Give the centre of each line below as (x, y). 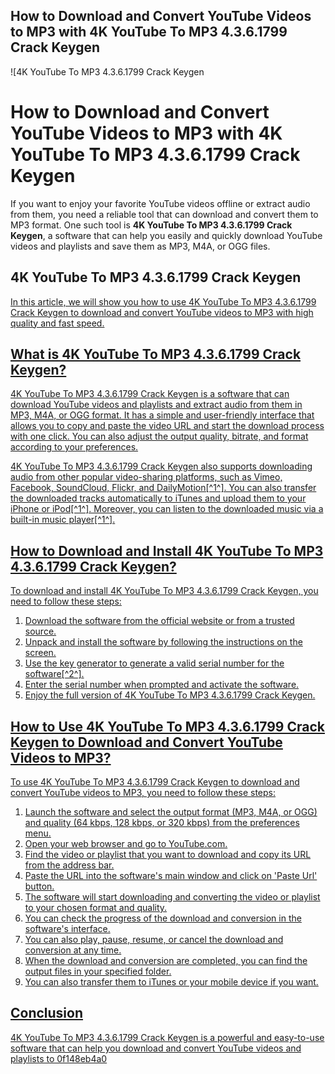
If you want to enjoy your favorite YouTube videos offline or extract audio (160, 203)
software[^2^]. (54, 674)
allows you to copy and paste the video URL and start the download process (167, 426)
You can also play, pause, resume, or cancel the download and (154, 939)
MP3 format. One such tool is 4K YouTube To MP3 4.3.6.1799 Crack (151, 225)
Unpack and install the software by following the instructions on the (163, 642)
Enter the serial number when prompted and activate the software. (162, 685)
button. (39, 886)
